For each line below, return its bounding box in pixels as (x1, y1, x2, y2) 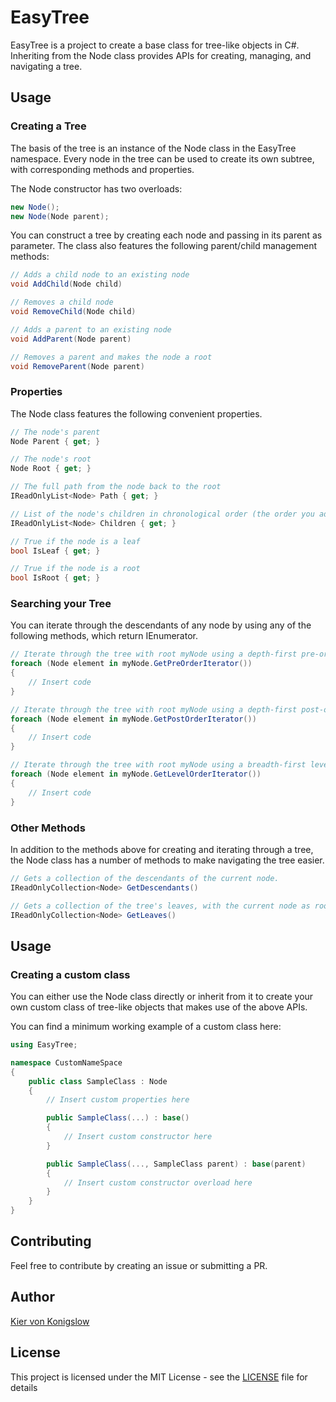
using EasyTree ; (10, 1040, 78, 1050)
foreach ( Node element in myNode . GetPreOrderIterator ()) (10, 659, 253, 669)
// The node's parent (10, 427, 101, 437)
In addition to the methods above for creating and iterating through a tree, (10, 843, 314, 855)
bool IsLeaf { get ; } (10, 546, 101, 556)
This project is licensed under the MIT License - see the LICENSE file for (10, 1371, 308, 1383)
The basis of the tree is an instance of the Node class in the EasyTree (10, 142, 297, 154)
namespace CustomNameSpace (10, 1057, 123, 1068)
